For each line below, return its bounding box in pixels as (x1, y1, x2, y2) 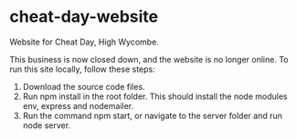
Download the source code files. (22, 81, 145, 92)
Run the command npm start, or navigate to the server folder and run (22, 110, 283, 121)
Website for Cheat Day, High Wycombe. (9, 36, 160, 47)
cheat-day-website (9, 6, 158, 27)
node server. (22, 120, 71, 131)
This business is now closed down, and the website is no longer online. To (9, 54, 289, 64)
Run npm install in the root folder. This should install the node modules (22, 91, 288, 102)
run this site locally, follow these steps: (9, 64, 155, 74)
